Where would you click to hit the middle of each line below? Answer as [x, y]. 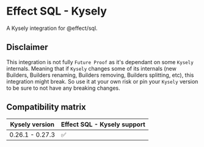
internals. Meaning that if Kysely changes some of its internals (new [92, 68]
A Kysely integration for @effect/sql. [52, 28]
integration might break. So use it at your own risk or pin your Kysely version [102, 81]
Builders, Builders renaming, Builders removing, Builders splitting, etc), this [100, 75]
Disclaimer [27, 47]
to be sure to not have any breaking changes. [63, 88]
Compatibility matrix [46, 107]
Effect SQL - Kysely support [103, 124]
